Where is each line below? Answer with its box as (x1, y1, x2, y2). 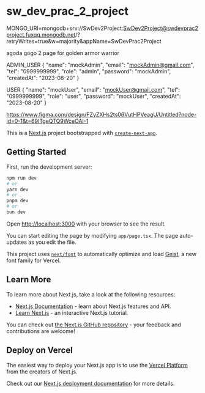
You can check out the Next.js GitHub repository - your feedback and (6, 321, 182, 328)
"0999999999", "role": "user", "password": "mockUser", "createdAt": (6, 92, 181, 100)
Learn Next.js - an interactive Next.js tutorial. (15, 309, 129, 316)
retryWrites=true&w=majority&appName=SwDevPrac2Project (6, 37, 162, 45)
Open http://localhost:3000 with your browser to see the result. (6, 220, 166, 227)
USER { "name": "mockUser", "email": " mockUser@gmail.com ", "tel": (6, 86, 181, 93)
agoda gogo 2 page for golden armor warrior (6, 49, 120, 56)
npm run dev (6, 175, 37, 181)
